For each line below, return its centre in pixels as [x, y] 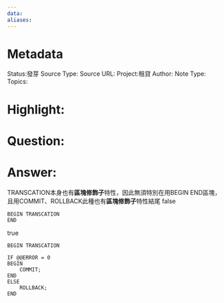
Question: [36, 141]
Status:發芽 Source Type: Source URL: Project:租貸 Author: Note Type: [107, 74]
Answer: [32, 172]
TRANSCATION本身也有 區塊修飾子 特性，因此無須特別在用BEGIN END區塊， [114, 192]
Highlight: [36, 109]
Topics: [18, 82]
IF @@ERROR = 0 [29, 258]
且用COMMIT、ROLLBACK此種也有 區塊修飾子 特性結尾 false [92, 201]
